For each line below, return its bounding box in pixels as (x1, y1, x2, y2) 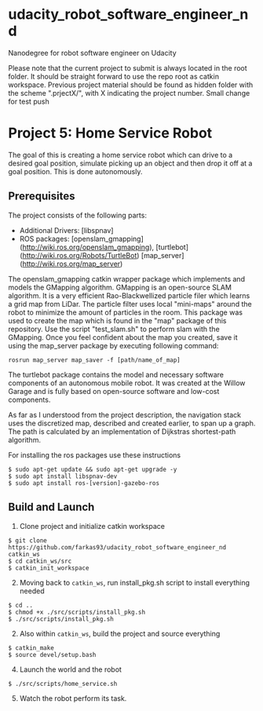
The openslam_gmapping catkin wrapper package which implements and (8, 274, 246, 283)
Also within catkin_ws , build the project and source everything (19, 629, 221, 638)
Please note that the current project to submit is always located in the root (8, 63, 247, 72)
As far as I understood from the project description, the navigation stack (8, 410, 242, 419)
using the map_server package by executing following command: (8, 341, 219, 350)
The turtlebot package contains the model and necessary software (8, 370, 224, 379)
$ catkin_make (8, 644, 55, 652)
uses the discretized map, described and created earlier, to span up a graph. (8, 418, 256, 428)
